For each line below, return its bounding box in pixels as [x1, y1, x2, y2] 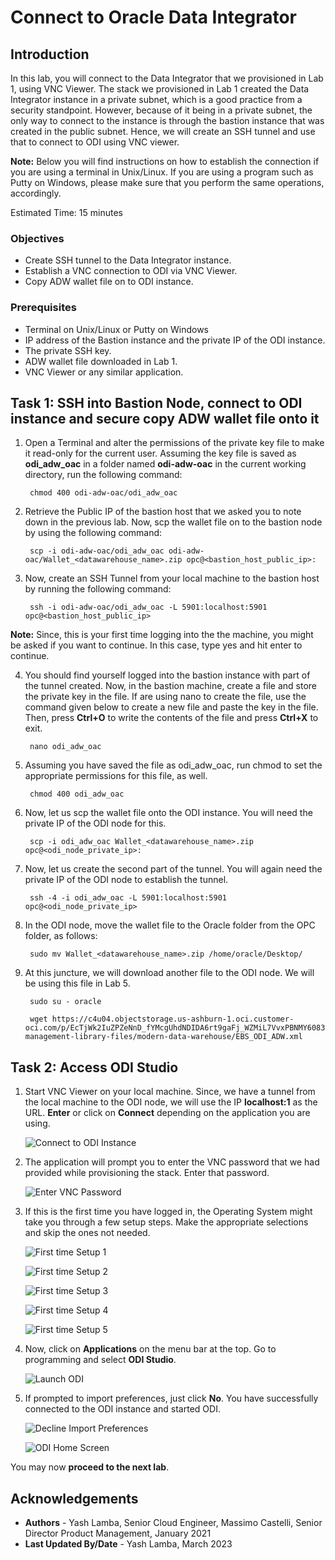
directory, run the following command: [24, 469, 183, 481]
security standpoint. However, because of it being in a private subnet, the [10, 104, 313, 116]
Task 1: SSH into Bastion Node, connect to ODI [10, 394, 303, 411]
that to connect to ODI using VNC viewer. [10, 136, 180, 148]
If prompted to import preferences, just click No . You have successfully [24, 1392, 319, 1405]
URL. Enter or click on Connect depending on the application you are [24, 1107, 311, 1119]
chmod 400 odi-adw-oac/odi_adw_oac [29, 488, 178, 498]
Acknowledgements [10, 1490, 139, 1507]
